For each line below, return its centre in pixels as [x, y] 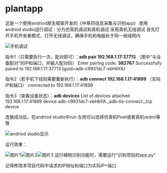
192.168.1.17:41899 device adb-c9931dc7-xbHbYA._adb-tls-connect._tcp [79, 101]
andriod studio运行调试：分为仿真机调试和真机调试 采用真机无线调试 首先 [80, 29]
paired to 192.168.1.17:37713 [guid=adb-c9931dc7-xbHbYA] [65, 68]
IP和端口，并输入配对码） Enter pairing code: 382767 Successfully [93, 63]
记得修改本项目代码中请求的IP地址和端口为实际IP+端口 [61, 166]
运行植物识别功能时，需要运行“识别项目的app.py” [105, 155]
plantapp [24, 9]
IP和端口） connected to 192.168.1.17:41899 [49, 85]
